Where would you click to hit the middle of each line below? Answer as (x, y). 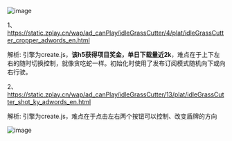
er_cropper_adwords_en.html (48, 40)
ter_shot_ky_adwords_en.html (49, 102)
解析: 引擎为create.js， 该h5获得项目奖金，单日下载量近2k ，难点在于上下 (110, 55)
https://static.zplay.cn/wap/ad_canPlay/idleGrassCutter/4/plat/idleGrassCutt (115, 33)
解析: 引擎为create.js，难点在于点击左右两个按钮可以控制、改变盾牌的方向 (112, 116)
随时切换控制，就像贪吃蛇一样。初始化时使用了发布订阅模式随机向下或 (119, 63)
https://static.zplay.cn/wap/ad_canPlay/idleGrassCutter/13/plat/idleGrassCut (116, 94)
